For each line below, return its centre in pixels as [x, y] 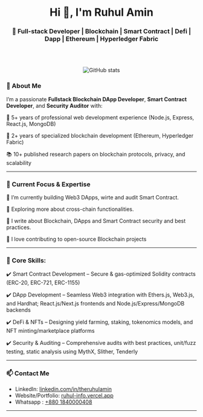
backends [19, 310]
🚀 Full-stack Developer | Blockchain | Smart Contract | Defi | [101, 32]
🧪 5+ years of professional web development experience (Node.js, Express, [100, 117]
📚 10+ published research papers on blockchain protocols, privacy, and [96, 154]
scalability [19, 162]
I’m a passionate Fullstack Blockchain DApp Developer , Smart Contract [97, 99]
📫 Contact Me [28, 373]
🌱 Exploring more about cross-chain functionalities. [70, 209]
